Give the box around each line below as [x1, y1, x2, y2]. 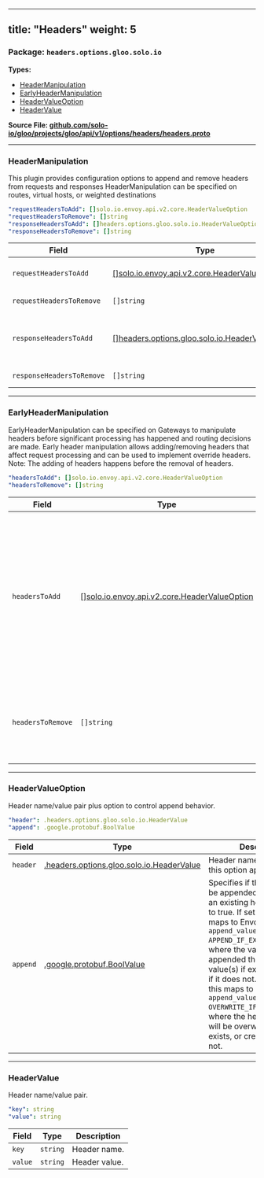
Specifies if [207, 877, 250, 888]
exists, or [207, 1030, 242, 1041]
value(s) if [207, 963, 246, 974]
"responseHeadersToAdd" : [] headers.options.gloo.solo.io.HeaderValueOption [8, 220, 262, 228]
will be [207, 1021, 233, 1032]
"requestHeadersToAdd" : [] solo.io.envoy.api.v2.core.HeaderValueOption [8, 205, 247, 213]
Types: [8, 65, 31, 74]
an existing [207, 896, 249, 907]
